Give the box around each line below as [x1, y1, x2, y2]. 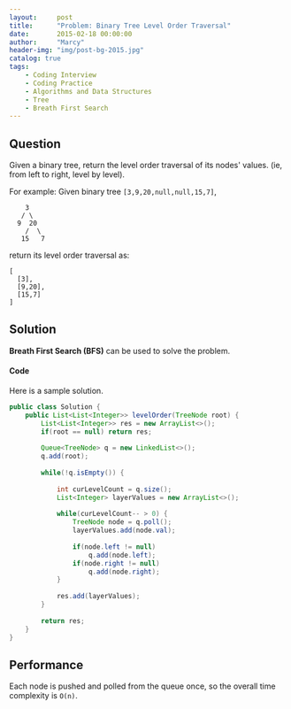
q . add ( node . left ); [88, 551, 157, 559]
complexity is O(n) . [9, 690, 78, 701]
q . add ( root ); [41, 452, 89, 461]
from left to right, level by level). [9, 169, 126, 180]
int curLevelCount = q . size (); [56, 484, 172, 494]
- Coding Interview [25, 71, 97, 80]
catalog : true [9, 54, 62, 63]
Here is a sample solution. [9, 386, 103, 397]
